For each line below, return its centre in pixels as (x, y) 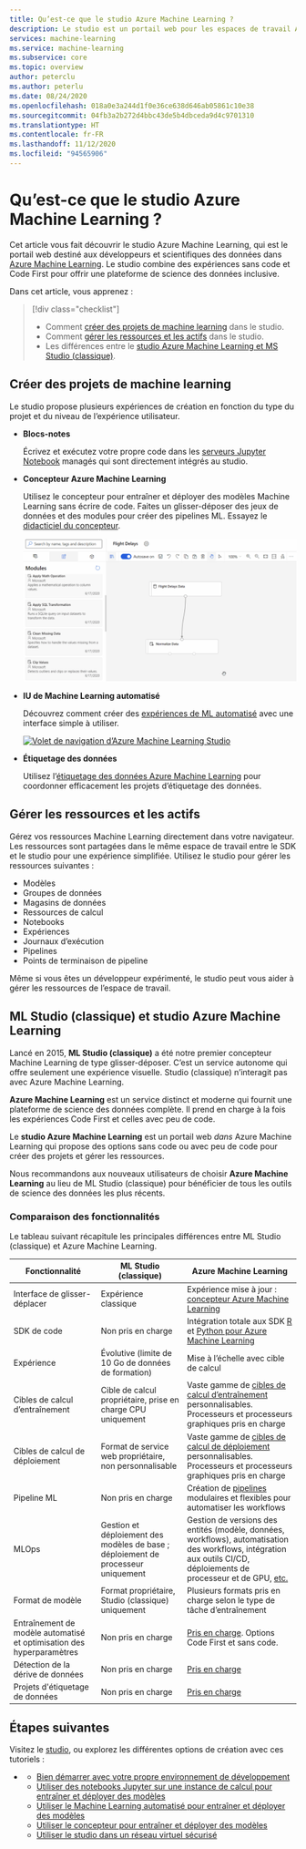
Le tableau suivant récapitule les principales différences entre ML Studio (145, 1236)
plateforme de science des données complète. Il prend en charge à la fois (148, 1109)
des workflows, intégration (236, 1549)
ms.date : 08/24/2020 (49, 96)
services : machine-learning (63, 38)
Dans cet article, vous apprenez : (71, 291)
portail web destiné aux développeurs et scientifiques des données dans (146, 254)
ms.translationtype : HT (55, 125)
